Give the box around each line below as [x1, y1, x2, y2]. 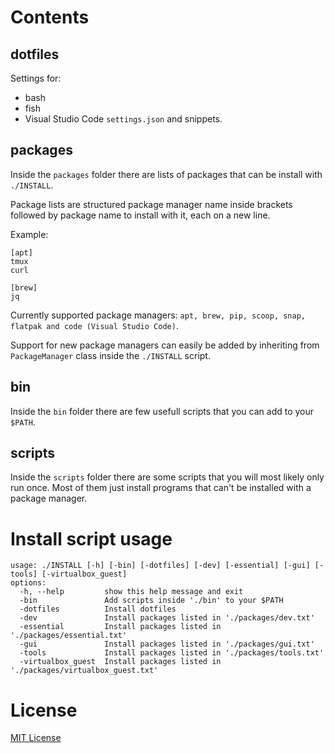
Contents [10, 6, 90, 29]
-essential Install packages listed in [19, 622, 222, 632]
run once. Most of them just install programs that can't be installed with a [10, 482, 312, 494]
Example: [10, 228, 49, 240]
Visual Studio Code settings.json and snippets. [24, 113, 223, 125]
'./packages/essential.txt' [10, 631, 128, 641]
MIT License [10, 732, 62, 744]
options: [10, 578, 47, 588]
